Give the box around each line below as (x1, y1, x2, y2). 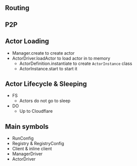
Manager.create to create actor (12, 50, 75, 56)
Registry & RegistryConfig (12, 141, 64, 146)
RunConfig (12, 135, 34, 141)
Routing (5, 4, 30, 12)
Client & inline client (12, 146, 52, 152)
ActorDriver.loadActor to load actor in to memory (12, 55, 111, 61)
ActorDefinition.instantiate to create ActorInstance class (19, 61, 133, 66)
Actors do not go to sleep (19, 98, 71, 104)
